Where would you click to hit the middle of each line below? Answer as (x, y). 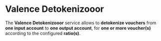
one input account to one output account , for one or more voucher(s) (78, 28)
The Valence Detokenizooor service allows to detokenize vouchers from (81, 23)
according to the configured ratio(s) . (43, 33)
